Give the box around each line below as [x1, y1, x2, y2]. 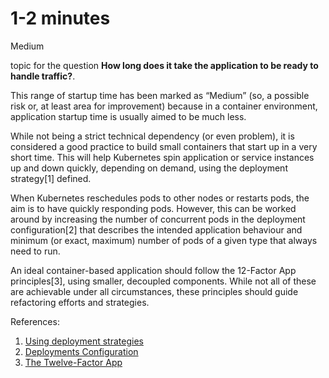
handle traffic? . [10, 70, 76, 82]
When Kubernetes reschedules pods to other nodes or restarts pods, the [10, 192, 310, 204]
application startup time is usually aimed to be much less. [10, 110, 247, 122]
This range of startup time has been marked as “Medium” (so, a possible [10, 89, 310, 101]
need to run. [10, 245, 61, 257]
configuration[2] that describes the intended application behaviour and [10, 223, 303, 236]
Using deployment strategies [24, 335, 144, 347]
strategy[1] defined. [10, 172, 92, 184]
